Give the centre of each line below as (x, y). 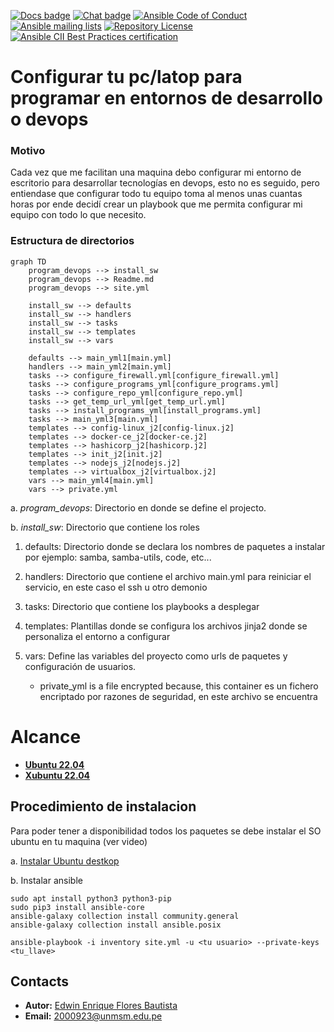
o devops (49, 119)
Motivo (28, 151)
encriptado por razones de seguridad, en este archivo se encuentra (178, 696)
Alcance (46, 736)
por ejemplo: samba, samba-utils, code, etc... (118, 557)
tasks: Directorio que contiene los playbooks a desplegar (142, 606)
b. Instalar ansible (46, 880)
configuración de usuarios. (80, 666)
